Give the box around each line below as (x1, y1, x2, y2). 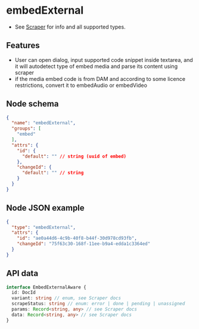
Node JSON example (6, 203, 85, 213)
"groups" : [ (11, 126, 42, 131)
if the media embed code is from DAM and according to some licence (14, 75, 186, 82)
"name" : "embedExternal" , (11, 120, 76, 126)
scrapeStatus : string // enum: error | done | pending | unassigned (11, 301, 185, 307)
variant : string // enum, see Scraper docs (11, 295, 121, 301)
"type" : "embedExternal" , (11, 224, 76, 230)
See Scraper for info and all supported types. (14, 23, 126, 30)
